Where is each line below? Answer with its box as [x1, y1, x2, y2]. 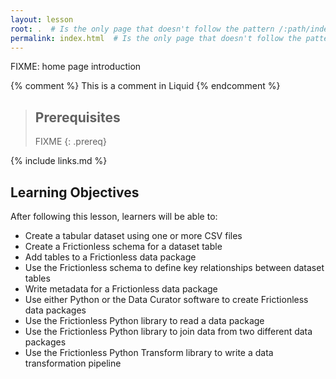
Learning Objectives [10, 184, 140, 201]
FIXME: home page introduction [10, 61, 142, 73]
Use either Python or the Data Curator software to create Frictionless [24, 294, 309, 305]
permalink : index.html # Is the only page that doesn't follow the [10, 33, 302, 43]
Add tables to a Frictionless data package [24, 251, 197, 263]
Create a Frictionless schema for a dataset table [24, 241, 223, 252]
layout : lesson [10, 14, 74, 25]
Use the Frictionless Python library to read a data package [24, 315, 265, 326]
